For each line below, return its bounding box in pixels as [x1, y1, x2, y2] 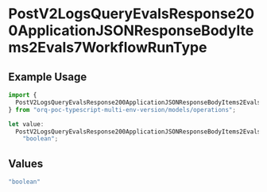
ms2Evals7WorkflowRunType [8, 39, 207, 56]
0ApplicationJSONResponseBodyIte [8, 21, 254, 40]
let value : [8, 120, 44, 128]
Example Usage [8, 70, 87, 83]
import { [8, 91, 37, 99]
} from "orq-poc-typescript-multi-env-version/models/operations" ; [8, 106, 237, 113]
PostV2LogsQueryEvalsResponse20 [8, 5, 255, 23]
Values [8, 156, 44, 171]
